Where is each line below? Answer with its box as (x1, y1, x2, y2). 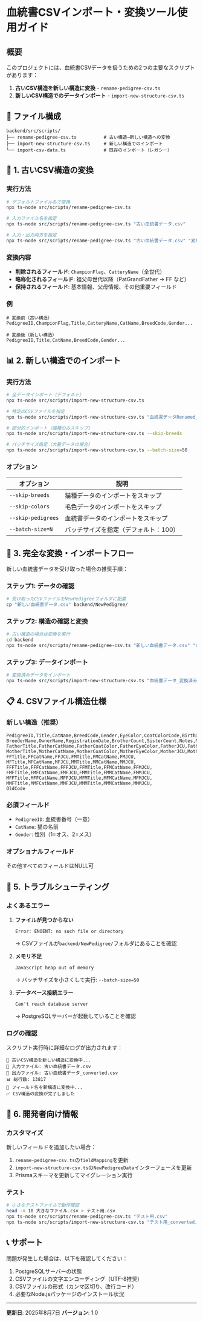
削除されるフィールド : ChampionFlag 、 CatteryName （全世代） (14, 268, 166, 276)
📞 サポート (6, 1237, 43, 1248)
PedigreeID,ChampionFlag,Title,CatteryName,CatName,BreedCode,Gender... (6, 321, 193, 327)
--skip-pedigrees (9, 514, 59, 522)
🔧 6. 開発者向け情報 (6, 1109, 79, 1119)
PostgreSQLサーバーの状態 (14, 1267, 83, 1275)
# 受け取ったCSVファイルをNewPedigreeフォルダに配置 (6, 596, 126, 602)
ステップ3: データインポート (6, 658, 89, 666)
